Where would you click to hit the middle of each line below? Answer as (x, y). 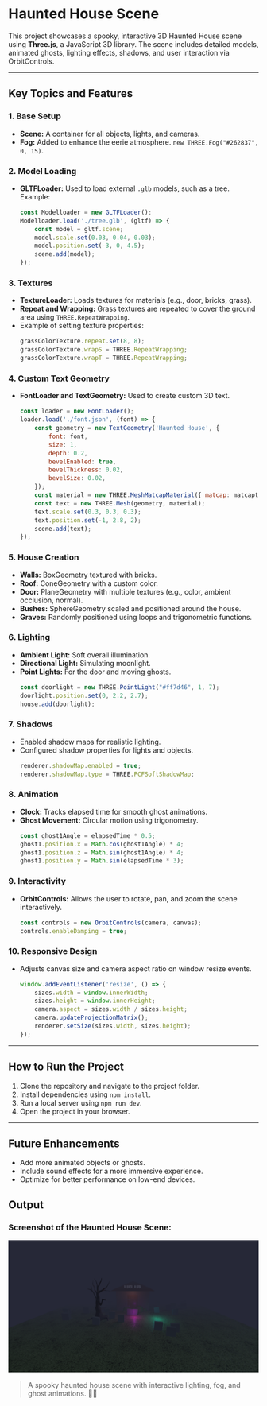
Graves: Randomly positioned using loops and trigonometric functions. (136, 617)
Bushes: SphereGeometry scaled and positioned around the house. (130, 608)
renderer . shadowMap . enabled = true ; (80, 765)
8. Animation (34, 794)
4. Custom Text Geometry (59, 378)
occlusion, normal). (51, 600)
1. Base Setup (35, 116)
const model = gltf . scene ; (79, 229)
